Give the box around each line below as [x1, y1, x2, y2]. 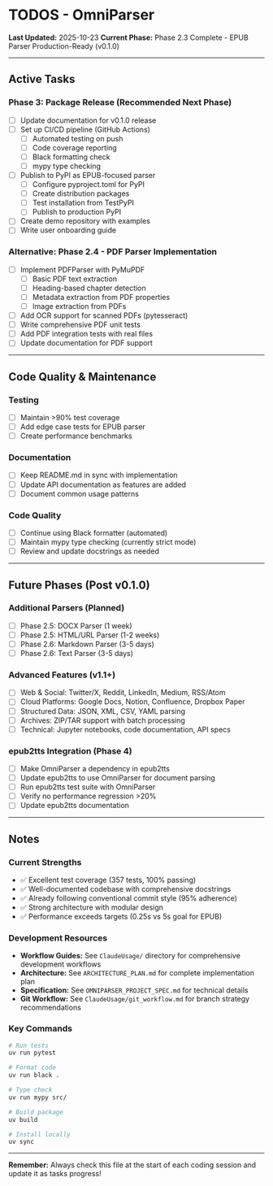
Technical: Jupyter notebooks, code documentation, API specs [19, 724, 232, 734]
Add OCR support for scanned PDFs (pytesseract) [19, 311, 188, 320]
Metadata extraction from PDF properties [32, 292, 171, 302]
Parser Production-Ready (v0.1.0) [8, 41, 120, 50]
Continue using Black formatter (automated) [19, 528, 168, 537]
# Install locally [8, 1130, 71, 1139]
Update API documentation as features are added [19, 480, 187, 489]
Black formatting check [32, 152, 110, 162]
